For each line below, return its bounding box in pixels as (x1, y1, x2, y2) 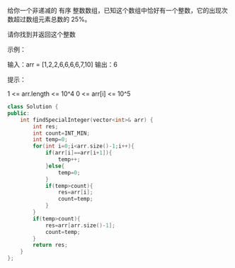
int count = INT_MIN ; (33, 130, 91, 137)
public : (7, 109, 30, 117)
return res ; (33, 242, 69, 249)
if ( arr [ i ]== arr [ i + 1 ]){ (45, 150, 113, 157)
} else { (45, 162, 65, 169)
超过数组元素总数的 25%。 (13, 15, 91, 23)
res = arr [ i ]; (57, 189, 93, 196)
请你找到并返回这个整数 (7, 30, 76, 38)
